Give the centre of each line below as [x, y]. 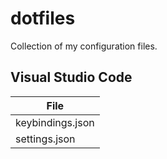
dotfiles [43, 18]
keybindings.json [55, 122]
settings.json [45, 139]
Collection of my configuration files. [84, 46]
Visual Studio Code [71, 77]
